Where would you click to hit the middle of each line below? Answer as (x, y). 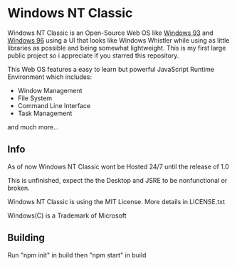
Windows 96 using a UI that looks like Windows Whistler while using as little (118, 40)
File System (35, 98)
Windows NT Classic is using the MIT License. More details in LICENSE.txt (116, 201)
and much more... (33, 127)
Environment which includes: (50, 77)
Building (26, 238)
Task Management (45, 113)
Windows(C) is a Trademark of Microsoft (67, 216)
